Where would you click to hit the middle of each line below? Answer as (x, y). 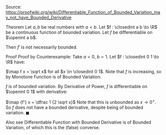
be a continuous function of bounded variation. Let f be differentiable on (79, 32)
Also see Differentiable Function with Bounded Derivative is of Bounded (78, 122)
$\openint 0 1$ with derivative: (37, 92)
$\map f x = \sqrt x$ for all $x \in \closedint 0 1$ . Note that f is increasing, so (83, 72)
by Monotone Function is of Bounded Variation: (54, 77)
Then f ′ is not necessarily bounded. (42, 47)
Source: (14, 7)
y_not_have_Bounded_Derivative (39, 18)
